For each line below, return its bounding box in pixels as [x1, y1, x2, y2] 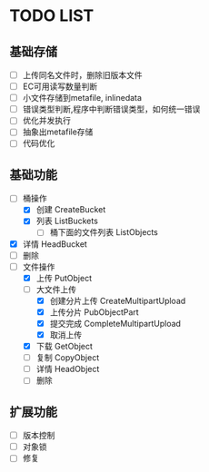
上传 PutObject [35, 272, 93, 283]
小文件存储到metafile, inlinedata [22, 93, 143, 103]
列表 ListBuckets [35, 215, 98, 227]
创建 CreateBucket [35, 204, 106, 215]
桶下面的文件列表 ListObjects [49, 227, 159, 238]
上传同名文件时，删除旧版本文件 [22, 70, 143, 80]
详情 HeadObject [35, 364, 100, 375]
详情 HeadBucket [22, 238, 88, 250]
